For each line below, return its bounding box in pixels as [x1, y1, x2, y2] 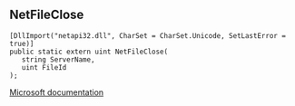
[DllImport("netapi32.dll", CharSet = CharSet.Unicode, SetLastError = [9, 31, 286, 40]
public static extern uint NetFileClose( [9, 47, 169, 56]
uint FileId [21, 63, 67, 72]
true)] [9, 39, 34, 48]
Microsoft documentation [9, 86, 104, 98]
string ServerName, [21, 54, 95, 64]
